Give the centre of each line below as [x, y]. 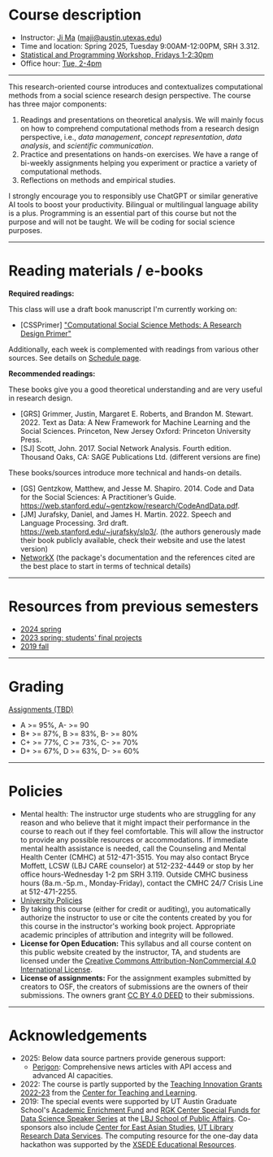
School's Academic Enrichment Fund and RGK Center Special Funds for [140, 1110]
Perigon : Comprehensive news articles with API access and [132, 1067]
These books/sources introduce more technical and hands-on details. [125, 472]
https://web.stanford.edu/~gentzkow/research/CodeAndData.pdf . [130, 505]
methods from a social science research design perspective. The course [130, 95]
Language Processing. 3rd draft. [74, 522]
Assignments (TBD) [41, 709]
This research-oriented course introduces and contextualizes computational [136, 86]
